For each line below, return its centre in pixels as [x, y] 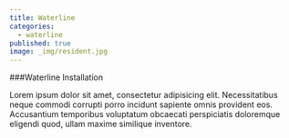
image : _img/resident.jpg [58, 52]
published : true [40, 43]
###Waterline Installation [57, 77]
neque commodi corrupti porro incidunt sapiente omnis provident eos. [141, 104]
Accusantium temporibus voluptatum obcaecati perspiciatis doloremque [145, 114]
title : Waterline [42, 18]
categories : [32, 26]
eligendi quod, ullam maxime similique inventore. [101, 124]
